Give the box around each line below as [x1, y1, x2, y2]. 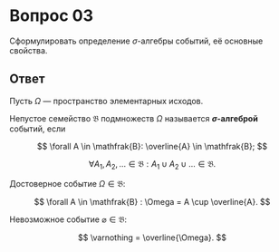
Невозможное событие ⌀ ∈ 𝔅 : [9, 214, 127, 225]
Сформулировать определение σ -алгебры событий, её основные [9, 35, 264, 46]
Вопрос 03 [9, 5, 93, 26]
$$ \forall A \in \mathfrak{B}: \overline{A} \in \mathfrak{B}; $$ [36, 141, 268, 151]
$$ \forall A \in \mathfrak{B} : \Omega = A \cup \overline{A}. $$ [34, 196, 271, 207]
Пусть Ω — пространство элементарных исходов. [9, 95, 204, 106]
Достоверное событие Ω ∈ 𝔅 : [9, 178, 126, 189]
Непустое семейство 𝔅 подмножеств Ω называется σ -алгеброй [9, 112, 258, 123]
